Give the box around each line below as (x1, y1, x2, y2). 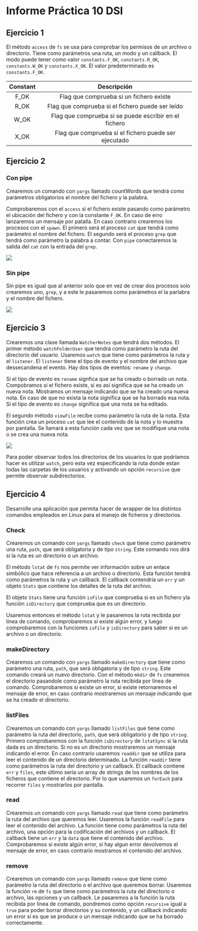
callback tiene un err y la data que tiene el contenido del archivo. (6, 834, 164, 841)
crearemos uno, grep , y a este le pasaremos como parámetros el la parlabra (6, 288, 190, 295)
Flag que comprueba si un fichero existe (60, 93, 171, 101)
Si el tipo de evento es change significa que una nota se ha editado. (6, 400, 169, 408)
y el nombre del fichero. (6, 295, 64, 302)
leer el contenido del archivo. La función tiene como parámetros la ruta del (6, 822, 187, 829)
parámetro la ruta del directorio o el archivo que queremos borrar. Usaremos (6, 881, 192, 888)
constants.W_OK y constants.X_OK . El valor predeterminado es (6, 62, 154, 69)
